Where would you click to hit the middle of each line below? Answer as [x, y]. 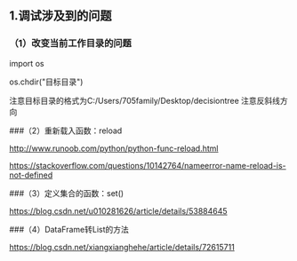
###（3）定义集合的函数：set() [67, 193]
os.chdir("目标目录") [46, 82]
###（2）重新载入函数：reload [66, 130]
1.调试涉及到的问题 [61, 16]
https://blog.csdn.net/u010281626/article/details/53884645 [119, 210]
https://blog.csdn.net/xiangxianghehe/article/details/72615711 [122, 247]
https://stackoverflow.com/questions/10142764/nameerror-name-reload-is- [148, 165]
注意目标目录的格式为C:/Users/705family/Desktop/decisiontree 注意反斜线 [145, 100]
